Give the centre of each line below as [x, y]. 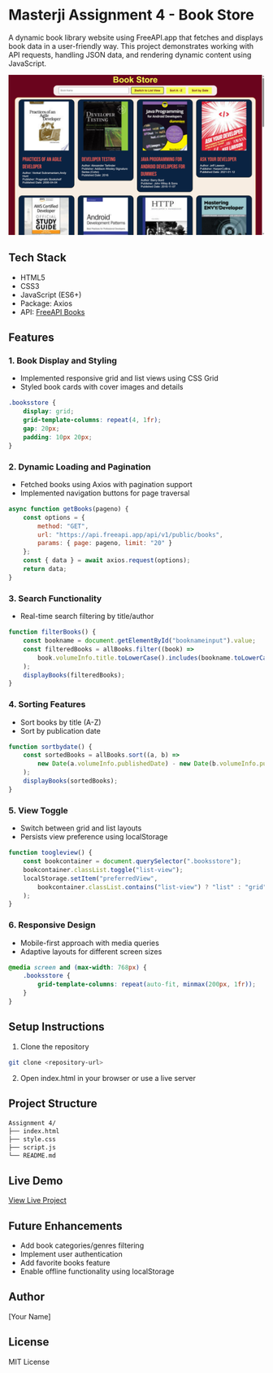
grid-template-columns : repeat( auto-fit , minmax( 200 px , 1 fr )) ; [147, 985]
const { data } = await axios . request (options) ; [107, 560]
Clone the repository [54, 1046]
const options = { [54, 517]
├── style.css [32, 1140]
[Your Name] [30, 1316]
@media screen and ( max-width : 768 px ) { [78, 967]
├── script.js [32, 1148]
